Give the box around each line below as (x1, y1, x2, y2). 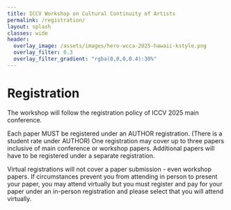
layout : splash (7, 23, 51, 30)
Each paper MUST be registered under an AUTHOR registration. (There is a (7, 129, 223, 138)
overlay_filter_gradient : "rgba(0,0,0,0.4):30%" (13, 56, 157, 63)
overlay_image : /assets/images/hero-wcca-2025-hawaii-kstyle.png (13, 42, 207, 49)
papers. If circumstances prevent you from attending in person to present (7, 172, 218, 181)
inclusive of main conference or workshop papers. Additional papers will (7, 144, 215, 152)
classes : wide (7, 29, 49, 37)
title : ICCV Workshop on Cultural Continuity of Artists (7, 10, 176, 17)
